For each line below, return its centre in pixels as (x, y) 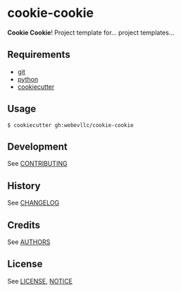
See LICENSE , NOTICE (40, 281)
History (24, 186)
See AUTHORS (29, 242)
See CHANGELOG (33, 203)
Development (38, 146)
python (28, 79)
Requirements (39, 55)
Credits (24, 225)
